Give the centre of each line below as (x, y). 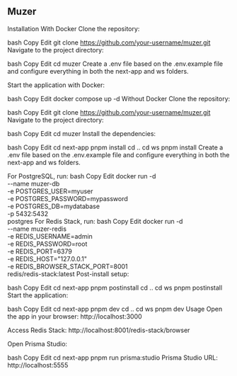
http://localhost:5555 (38, 365)
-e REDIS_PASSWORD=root (47, 244)
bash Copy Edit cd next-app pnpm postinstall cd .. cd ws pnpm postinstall (115, 287)
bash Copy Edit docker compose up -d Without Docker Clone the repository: (119, 98)
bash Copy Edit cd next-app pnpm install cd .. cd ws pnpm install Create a (115, 147)
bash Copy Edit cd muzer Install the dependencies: (82, 133)
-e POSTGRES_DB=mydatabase (54, 206)
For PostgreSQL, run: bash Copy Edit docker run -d (82, 176)
